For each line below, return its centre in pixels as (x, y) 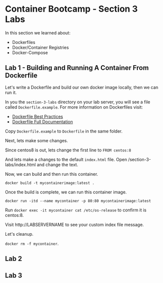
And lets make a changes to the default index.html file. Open (66, 159)
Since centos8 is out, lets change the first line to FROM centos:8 (68, 150)
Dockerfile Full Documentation (42, 122)
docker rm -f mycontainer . (32, 243)
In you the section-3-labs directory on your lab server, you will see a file (78, 102)
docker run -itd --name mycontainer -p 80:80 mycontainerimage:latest (78, 201)
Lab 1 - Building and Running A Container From (77, 68)
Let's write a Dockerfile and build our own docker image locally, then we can (82, 87)
